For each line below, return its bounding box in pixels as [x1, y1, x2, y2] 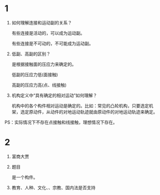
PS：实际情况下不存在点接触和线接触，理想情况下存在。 [4, 119, 117, 125]
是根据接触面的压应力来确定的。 [11, 61, 76, 67]
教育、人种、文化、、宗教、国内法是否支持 [11, 184, 96, 191]
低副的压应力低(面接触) [11, 71, 58, 77]
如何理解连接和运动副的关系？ [11, 20, 72, 25]
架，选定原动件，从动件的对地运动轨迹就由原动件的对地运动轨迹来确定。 [11, 108, 158, 115]
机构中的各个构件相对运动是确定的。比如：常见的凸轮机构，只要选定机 [11, 103, 154, 108]
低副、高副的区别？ [11, 51, 51, 57]
